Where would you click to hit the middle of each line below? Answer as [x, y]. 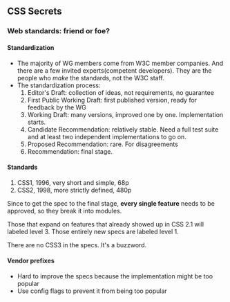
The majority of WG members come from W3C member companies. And [120, 63]
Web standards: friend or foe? [59, 31]
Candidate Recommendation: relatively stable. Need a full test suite [123, 129]
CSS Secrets [35, 11]
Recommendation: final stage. [70, 151]
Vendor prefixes [31, 261]
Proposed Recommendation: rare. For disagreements [103, 144]
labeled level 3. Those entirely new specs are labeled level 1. [93, 231]
